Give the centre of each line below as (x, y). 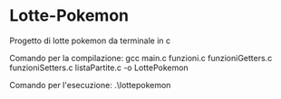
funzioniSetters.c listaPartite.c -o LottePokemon (99, 67)
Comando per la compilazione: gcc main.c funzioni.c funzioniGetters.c (141, 58)
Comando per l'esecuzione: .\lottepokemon (90, 85)
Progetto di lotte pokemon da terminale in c (90, 40)
